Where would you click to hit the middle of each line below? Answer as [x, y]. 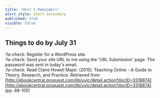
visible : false [20, 23]
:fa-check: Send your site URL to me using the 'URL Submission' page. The [80, 60]
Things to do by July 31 [41, 42]
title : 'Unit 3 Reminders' [32, 9]
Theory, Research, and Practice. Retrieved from [53, 75]
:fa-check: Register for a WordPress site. [46, 54]
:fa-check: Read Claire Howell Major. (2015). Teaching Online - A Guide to [79, 70]
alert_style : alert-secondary [36, 14]
